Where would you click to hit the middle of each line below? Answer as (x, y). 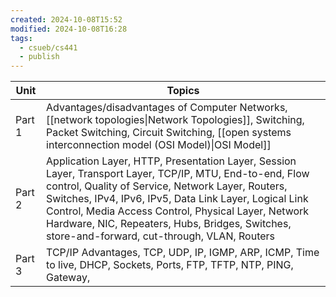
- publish (39, 57)
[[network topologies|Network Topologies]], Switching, (175, 120)
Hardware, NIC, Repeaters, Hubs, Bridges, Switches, (169, 224)
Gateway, (68, 278)
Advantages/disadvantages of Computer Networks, (167, 108)
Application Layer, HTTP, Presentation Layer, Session (171, 161)
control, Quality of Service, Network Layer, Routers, (167, 186)
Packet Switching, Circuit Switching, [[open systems (169, 133)
